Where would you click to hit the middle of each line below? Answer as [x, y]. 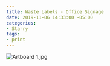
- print [16, 40]
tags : [13, 34]
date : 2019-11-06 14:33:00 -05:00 [50, 17]
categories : [21, 23]
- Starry [17, 28]
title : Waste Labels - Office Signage [55, 12]
